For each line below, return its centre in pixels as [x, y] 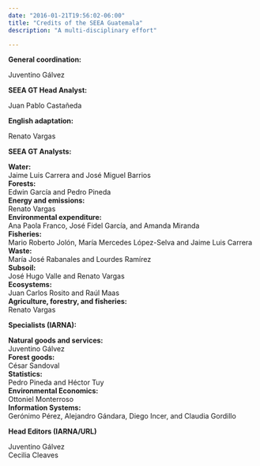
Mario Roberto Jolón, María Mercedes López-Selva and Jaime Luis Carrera [130, 243]
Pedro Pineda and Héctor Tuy [56, 383]
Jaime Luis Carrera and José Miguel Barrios [80, 176]
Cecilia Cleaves [34, 455]
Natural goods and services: [56, 340]
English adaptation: [41, 121]
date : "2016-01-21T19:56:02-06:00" [67, 15]
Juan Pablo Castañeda [45, 106]
